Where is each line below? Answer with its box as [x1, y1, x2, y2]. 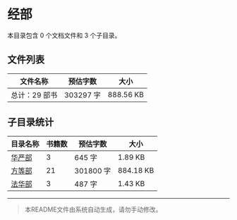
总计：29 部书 [11, 90, 58, 99]
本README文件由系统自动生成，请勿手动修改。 [24, 205, 162, 214]
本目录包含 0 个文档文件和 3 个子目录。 [7, 31, 121, 39]
